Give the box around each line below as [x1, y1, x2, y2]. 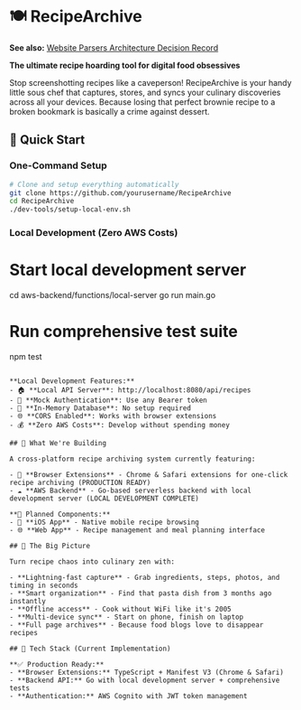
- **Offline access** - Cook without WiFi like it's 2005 [9, 604, 232, 613]
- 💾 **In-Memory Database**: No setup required [9, 403, 192, 413]
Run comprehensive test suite [9, 322, 239, 342]
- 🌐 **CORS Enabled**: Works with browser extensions [9, 411, 217, 420]
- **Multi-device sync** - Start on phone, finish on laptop [9, 612, 244, 621]
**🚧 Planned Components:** [9, 509, 111, 518]
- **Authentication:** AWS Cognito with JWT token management [9, 691, 248, 700]
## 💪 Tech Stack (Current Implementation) [9, 644, 171, 653]
